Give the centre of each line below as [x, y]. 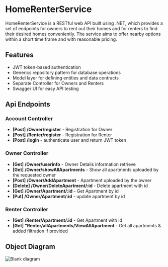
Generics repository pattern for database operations [67, 72]
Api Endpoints [28, 104]
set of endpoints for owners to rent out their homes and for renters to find [81, 28]
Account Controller [29, 119]
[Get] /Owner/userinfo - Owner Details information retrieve [74, 164]
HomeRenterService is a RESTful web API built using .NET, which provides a [84, 23]
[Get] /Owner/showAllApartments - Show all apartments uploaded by [86, 169]
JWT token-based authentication [47, 67]
